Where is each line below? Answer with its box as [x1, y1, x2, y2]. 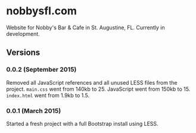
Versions [6, 48, 41, 58]
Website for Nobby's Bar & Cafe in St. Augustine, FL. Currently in [6, 24, 165, 31]
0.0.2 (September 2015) [6, 66, 77, 74]
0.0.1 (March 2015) [6, 106, 61, 115]
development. [6, 30, 40, 37]
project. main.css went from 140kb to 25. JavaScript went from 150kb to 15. [6, 85, 191, 92]
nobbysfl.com [6, 4, 77, 18]
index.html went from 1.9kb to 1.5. [6, 91, 90, 99]
